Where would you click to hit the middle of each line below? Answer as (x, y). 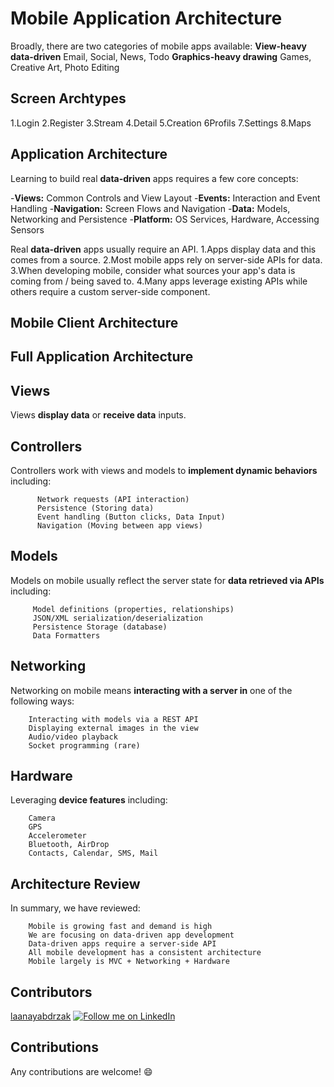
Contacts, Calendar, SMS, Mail (93, 853)
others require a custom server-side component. (110, 291)
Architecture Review (75, 883)
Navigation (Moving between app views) (119, 525)
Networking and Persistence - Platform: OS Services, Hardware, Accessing (165, 219)
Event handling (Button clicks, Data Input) (131, 517)
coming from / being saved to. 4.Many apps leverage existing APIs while (159, 281)
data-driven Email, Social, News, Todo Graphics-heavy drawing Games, (161, 56)
